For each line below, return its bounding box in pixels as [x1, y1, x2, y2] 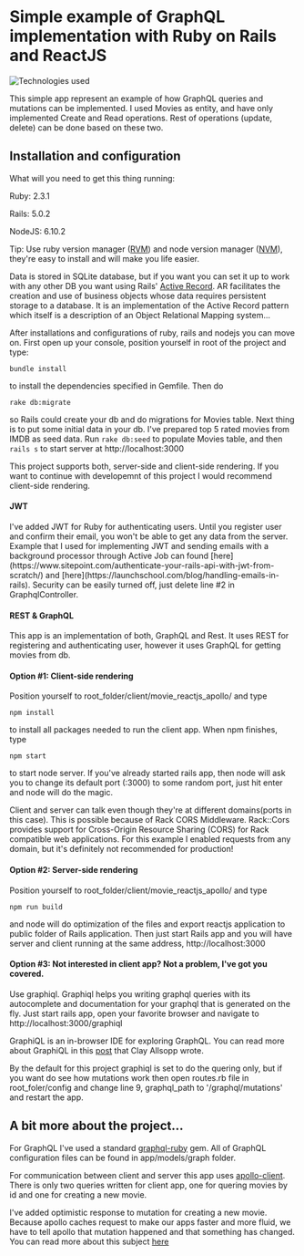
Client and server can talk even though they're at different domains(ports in [9, 804, 292, 815]
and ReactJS [9, 46, 107, 66]
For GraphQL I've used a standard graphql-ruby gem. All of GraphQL [9, 1142, 267, 1153]
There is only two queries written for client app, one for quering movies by [9, 1179, 289, 1190]
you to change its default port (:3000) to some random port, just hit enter [9, 777, 284, 788]
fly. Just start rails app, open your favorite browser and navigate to [9, 1008, 259, 1019]
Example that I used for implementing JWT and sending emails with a [9, 540, 269, 551]
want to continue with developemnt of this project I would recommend [9, 470, 273, 481]
